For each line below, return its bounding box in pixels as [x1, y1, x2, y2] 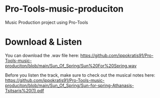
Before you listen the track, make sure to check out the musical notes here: [5, 72, 156, 78]
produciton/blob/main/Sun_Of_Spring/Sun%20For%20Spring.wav [5, 63, 137, 68]
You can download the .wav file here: [5, 52, 79, 58]
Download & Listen [5, 36, 82, 48]
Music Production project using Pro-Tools [5, 19, 89, 25]
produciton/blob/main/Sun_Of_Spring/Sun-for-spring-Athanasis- [5, 82, 134, 88]
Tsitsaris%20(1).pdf [5, 87, 45, 93]
